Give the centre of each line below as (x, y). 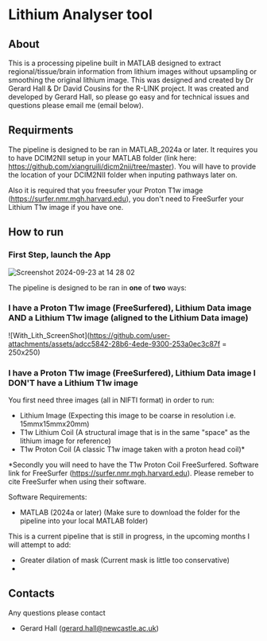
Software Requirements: (48, 497)
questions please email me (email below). (76, 105)
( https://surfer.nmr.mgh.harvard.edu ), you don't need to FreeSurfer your (126, 198)
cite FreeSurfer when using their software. (77, 482)
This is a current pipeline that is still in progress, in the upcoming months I (129, 536)
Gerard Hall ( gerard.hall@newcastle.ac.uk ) (89, 628)
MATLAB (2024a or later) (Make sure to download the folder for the (130, 513)
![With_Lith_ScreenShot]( (49, 335)
